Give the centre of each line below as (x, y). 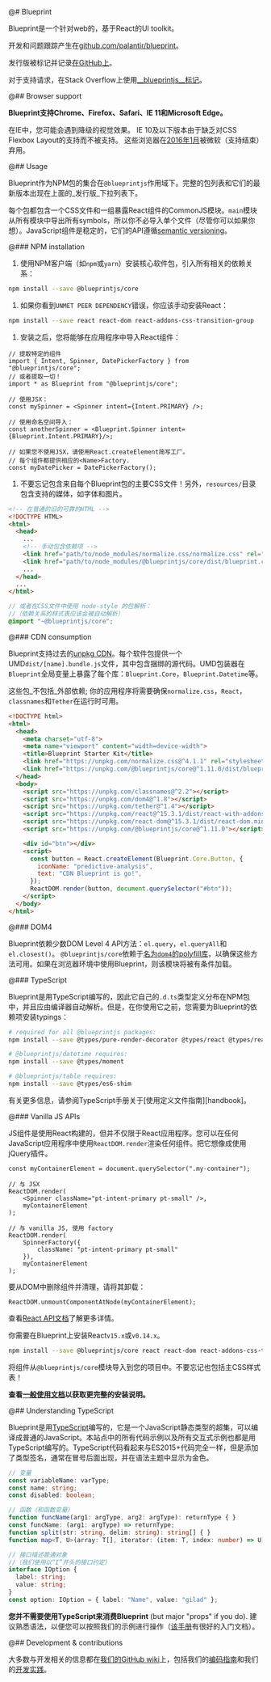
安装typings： (45, 1016)
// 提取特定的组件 (35, 354)
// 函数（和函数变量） (41, 1510)
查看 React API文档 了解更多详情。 (63, 1318)
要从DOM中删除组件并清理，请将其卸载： (77, 1287)
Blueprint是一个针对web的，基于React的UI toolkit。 (94, 28)
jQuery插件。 (30, 1153)
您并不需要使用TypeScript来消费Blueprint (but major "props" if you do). (128, 1616)
